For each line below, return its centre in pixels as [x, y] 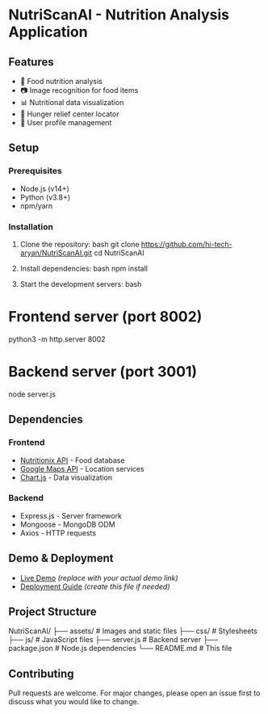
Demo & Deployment [61, 559]
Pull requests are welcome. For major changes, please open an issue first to [134, 693]
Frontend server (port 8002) [105, 317]
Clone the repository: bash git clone [80, 244]
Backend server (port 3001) [103, 372]
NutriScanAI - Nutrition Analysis [119, 15]
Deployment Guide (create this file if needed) [95, 586]
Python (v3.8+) [45, 197]
